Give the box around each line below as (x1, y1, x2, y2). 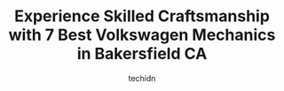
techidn (128, 72, 156, 83)
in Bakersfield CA (76, 44, 208, 64)
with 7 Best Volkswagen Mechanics (8, 25, 276, 45)
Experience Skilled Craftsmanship (13, 6, 271, 27)
